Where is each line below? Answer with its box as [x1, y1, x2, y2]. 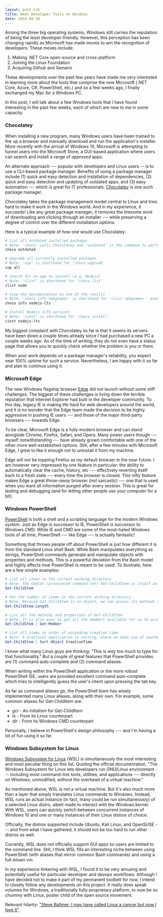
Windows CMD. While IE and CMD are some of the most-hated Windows [5, 527, 150, 533]
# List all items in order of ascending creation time [5, 630, 118, 636]
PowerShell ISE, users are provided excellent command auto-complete [5, 673, 147, 679]
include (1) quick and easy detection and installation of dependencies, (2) [5, 174, 152, 179]
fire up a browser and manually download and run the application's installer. [5, 138, 157, 144]
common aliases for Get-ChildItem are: [5, 698, 82, 704]
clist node [5, 283, 27, 288]
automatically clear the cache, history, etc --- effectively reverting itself [5, 467, 148, 473]
